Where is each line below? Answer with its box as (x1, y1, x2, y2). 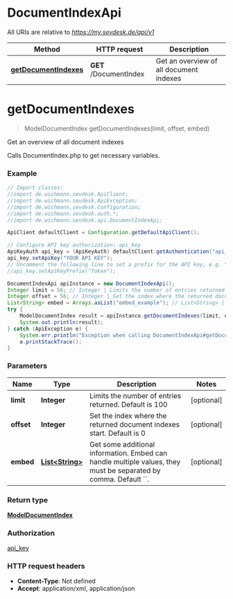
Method (33, 44, 60, 54)
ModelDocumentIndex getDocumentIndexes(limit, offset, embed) (24, 124, 210, 133)
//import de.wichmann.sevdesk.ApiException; (7, 197, 138, 204)
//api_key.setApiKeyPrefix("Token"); (7, 268, 116, 274)
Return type (7, 495, 49, 504)
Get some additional (89, 439, 155, 449)
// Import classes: (7, 184, 64, 192)
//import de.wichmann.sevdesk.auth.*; (7, 210, 119, 217)
